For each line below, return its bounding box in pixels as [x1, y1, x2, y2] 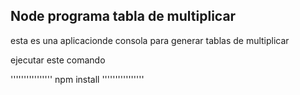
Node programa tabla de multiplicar [10, 8, 237, 25]
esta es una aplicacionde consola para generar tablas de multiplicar [10, 34, 290, 46]
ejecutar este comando [10, 54, 106, 66]
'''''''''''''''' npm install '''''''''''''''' [10, 73, 145, 85]
